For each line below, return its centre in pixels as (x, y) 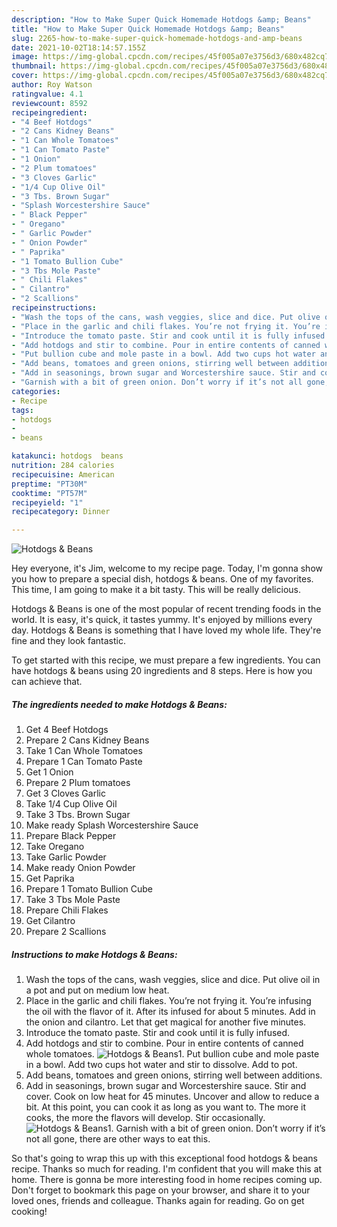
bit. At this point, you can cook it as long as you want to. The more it (165, 1107)
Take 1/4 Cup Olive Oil (71, 804)
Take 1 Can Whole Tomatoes (84, 751)
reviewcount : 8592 (49, 103)
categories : (36, 391)
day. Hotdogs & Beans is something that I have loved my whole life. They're (166, 630)
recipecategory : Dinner (61, 512)
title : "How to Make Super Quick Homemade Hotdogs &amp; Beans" (148, 29)
